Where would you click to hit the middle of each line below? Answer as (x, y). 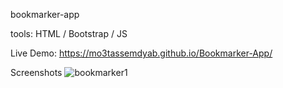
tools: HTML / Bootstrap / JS (69, 33)
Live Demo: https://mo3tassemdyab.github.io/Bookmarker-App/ (141, 53)
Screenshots (36, 72)
